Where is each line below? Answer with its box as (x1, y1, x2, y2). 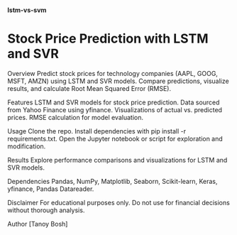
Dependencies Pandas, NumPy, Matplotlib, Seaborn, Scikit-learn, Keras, (7, 177, 218, 185)
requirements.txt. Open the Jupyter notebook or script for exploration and (7, 134, 224, 143)
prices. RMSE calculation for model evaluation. (7, 113, 144, 121)
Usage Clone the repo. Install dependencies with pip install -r (7, 126, 187, 135)
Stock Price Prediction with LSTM (7, 31, 209, 46)
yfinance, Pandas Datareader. (7, 185, 94, 193)
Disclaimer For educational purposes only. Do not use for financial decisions (7, 198, 231, 207)
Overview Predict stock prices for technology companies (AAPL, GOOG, (7, 69, 219, 77)
